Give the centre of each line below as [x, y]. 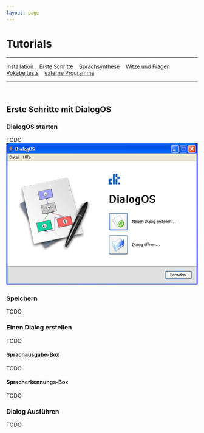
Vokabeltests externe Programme [50, 72]
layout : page [23, 13]
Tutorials [29, 44]
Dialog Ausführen [33, 411]
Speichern [22, 298]
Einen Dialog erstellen [39, 328]
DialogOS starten [32, 127]
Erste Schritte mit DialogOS [59, 109]
